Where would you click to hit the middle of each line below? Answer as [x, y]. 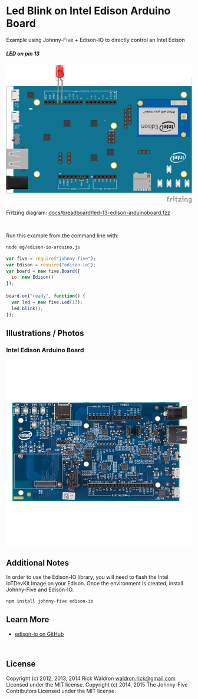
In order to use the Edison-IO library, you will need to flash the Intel [87, 577]
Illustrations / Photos [45, 333]
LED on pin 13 [23, 53]
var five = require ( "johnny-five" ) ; [51, 259]
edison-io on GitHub [39, 634]
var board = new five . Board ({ [43, 271]
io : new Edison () [33, 277]
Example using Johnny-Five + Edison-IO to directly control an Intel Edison [95, 40]
